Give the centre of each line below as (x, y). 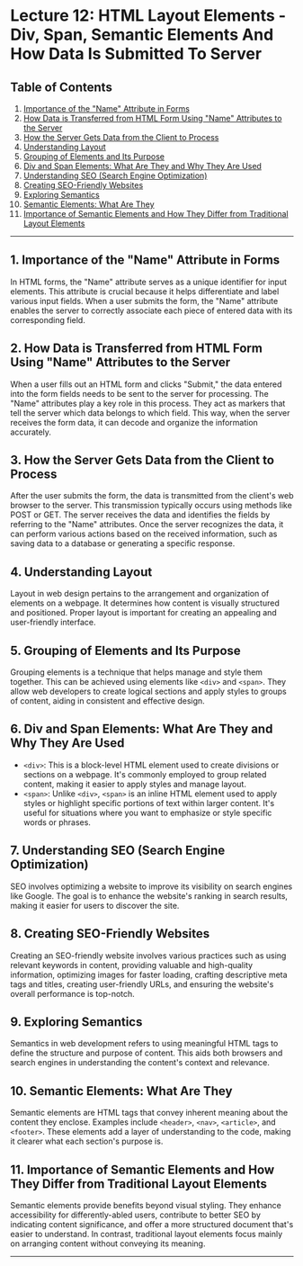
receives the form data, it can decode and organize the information (134, 422)
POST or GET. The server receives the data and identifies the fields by (140, 515)
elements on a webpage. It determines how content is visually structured (145, 603)
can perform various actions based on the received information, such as (144, 534)
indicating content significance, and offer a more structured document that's (152, 1224)
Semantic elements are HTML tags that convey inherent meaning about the (149, 1113)
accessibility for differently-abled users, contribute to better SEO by (136, 1215)
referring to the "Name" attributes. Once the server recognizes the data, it (147, 525)
